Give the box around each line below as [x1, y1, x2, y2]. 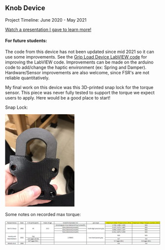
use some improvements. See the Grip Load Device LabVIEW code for [5, 54, 147, 60]
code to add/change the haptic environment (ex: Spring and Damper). [5, 64, 147, 70]
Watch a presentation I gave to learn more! [5, 27, 92, 32]
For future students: [5, 38, 47, 44]
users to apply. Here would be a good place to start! [5, 95, 111, 101]
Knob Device [5, 4, 45, 12]
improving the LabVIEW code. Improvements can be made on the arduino [5, 59, 154, 65]
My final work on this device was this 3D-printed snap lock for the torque [5, 85, 154, 91]
